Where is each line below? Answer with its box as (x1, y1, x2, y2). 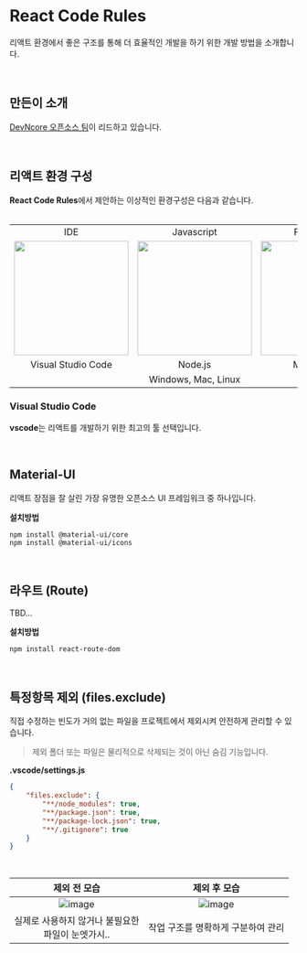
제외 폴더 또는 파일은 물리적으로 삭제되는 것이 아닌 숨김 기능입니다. (31, 746, 269, 757)
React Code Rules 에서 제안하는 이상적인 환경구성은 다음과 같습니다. (9, 194, 254, 206)
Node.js (177, 358, 212, 370)
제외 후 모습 (192, 882, 240, 894)
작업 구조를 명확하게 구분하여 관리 (147, 921, 285, 934)
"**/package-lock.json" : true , (42, 816, 162, 826)
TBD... (9, 607, 33, 618)
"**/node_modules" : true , (42, 799, 142, 809)
